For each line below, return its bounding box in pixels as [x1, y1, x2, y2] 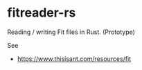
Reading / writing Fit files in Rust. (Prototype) [7, 28, 135, 36]
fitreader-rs [7, 5, 76, 21]
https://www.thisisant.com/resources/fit [17, 54, 132, 63]
